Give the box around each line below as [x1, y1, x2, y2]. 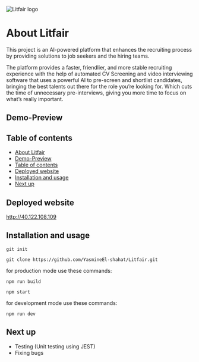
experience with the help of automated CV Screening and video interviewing [6, 70, 193, 77]
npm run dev [6, 311, 36, 317]
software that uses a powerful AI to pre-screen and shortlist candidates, [6, 76, 182, 83]
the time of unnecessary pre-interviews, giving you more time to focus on [6, 89, 187, 96]
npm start [6, 289, 31, 295]
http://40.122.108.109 [6, 213, 56, 220]
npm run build [6, 278, 42, 285]
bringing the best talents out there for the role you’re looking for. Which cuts [6, 83, 192, 90]
